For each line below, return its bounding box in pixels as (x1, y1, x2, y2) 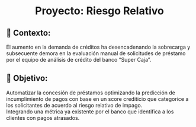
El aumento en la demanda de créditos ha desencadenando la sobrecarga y (6, 43, 191, 50)
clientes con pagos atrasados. (6, 114, 80, 121)
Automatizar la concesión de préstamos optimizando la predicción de (6, 89, 176, 96)
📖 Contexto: (6, 28, 51, 38)
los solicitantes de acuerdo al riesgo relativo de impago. (6, 101, 143, 109)
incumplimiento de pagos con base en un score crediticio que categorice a (6, 95, 189, 102)
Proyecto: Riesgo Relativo (35, 4, 164, 18)
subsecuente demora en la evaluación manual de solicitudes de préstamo (6, 50, 186, 57)
